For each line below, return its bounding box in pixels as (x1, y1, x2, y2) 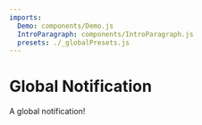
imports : (9, 12, 42, 22)
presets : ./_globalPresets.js (17, 37, 130, 47)
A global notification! (9, 106, 86, 117)
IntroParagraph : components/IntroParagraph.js (17, 29, 194, 38)
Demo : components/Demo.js (17, 21, 114, 30)
